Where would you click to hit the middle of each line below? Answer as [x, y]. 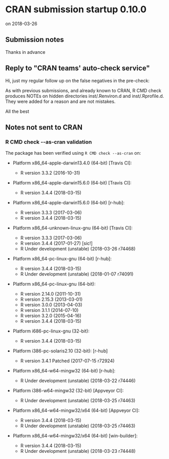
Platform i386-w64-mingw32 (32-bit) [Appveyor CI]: [68, 391]
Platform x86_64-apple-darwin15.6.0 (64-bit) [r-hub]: [68, 203]
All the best [17, 111]
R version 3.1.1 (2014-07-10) [49, 310]
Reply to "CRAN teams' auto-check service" [78, 68]
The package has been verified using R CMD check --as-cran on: [73, 153]
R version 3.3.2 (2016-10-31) [50, 173]
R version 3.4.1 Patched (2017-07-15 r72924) [67, 361]
